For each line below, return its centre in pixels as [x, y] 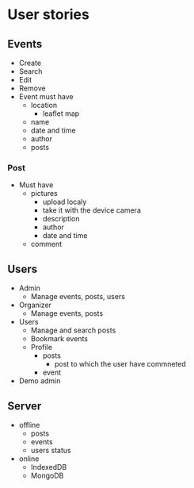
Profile [42, 348]
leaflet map [61, 113]
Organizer [35, 305]
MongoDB [47, 475]
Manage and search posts [73, 330]
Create [30, 63]
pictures [44, 194]
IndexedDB [49, 467]
